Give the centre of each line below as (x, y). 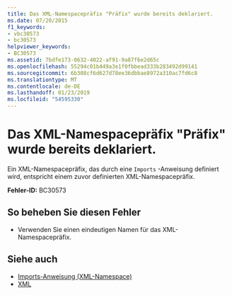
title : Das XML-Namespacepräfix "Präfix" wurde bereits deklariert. (110, 14)
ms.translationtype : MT (42, 80)
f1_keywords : (27, 27)
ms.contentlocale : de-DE (44, 86)
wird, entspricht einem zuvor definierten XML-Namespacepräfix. (101, 176)
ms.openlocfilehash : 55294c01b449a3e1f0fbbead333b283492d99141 (103, 66)
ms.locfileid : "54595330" (45, 100)
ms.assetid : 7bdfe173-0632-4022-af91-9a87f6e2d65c (83, 60)
